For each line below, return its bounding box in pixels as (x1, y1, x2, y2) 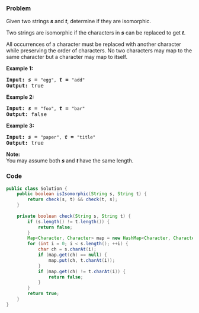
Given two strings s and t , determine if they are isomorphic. (6, 18, 152, 25)
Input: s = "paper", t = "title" (6, 134, 96, 140)
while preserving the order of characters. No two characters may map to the (6, 47, 192, 54)
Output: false (6, 111, 47, 118)
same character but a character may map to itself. (6, 54, 128, 61)
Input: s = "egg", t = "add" (6, 76, 85, 83)
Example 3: (6, 122, 34, 129)
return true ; (27, 290, 60, 297)
